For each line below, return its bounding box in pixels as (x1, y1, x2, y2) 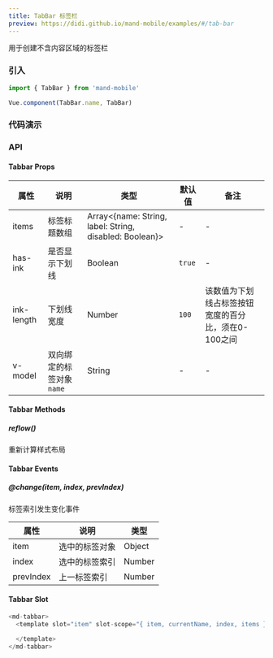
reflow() (8, 423, 37, 433)
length (12, 314, 37, 325)
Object (123, 540, 149, 552)
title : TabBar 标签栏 (8, 11, 78, 20)
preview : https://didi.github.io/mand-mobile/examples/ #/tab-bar (8, 19, 234, 28)
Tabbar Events (8, 464, 58, 474)
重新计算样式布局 (8, 444, 66, 455)
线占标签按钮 (205, 297, 254, 309)
